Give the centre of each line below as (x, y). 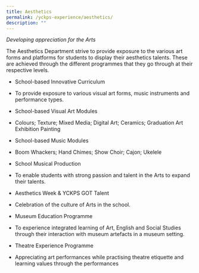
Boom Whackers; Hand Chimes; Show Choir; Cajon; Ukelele (88, 152)
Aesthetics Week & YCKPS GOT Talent (62, 193)
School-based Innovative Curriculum (60, 82)
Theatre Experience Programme (54, 246)
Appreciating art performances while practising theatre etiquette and (99, 258)
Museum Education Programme (54, 216)
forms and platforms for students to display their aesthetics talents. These (97, 58)
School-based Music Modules (52, 141)
